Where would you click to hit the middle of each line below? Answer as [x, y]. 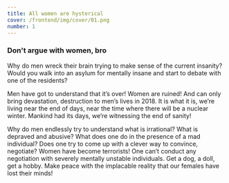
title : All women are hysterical [55, 13]
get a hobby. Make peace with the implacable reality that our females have [113, 166]
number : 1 [21, 26]
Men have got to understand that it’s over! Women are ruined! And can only [114, 93]
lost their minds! [30, 173]
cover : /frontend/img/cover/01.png [58, 20]
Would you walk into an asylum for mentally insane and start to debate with [114, 73]
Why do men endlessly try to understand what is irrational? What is [103, 129]
